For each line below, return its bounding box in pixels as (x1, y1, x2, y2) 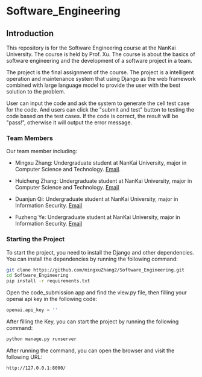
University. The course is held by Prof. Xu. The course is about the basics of (6, 51, 195, 58)
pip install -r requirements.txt (6, 278, 90, 284)
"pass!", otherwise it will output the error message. (6, 119, 133, 126)
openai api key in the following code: (6, 296, 98, 303)
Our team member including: (6, 148, 77, 155)
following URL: (6, 353, 43, 360)
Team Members (6, 134, 53, 142)
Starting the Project (6, 235, 65, 244)
